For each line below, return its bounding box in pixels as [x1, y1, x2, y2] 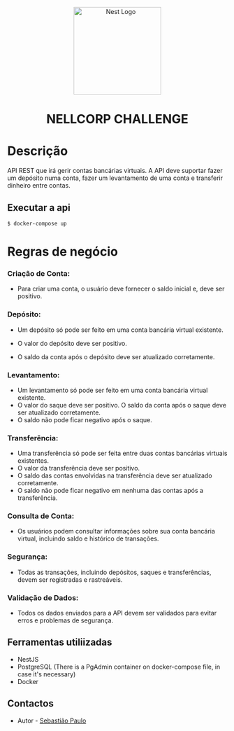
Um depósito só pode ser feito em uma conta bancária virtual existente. [17, 326, 224, 334]
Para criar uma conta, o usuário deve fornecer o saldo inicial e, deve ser [17, 284, 225, 293]
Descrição [7, 144, 68, 159]
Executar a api [7, 202, 71, 214]
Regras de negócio [7, 244, 119, 259]
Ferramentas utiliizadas [7, 636, 112, 648]
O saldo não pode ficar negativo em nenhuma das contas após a [17, 487, 204, 495]
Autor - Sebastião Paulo [17, 716, 87, 725]
